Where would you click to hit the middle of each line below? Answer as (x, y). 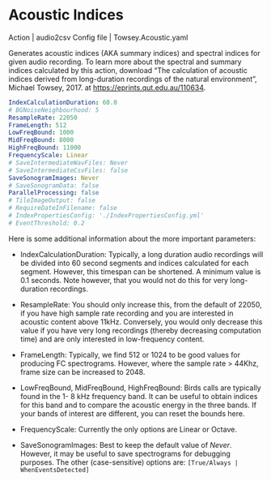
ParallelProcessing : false (54, 193)
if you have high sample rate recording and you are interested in (127, 313)
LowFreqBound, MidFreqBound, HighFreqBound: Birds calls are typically (140, 388)
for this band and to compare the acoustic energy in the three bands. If (138, 405)
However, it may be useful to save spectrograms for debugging (125, 453)
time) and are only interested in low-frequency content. (112, 339)
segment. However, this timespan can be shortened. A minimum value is (140, 271)
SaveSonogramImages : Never (54, 178)
